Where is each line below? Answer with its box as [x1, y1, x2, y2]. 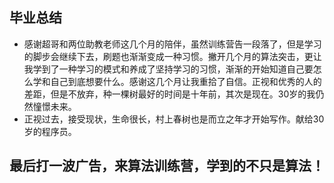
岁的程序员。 [23, 125, 77, 137]
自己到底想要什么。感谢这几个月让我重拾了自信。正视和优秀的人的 [50, 75, 322, 87]
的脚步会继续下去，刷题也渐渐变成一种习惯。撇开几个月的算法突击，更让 [23, 50, 322, 62]
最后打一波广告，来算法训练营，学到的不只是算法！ [9, 158, 325, 175]
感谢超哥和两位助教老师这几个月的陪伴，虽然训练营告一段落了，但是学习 [23, 38, 322, 50]
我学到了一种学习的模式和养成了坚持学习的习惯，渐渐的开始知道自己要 [23, 63, 314, 75]
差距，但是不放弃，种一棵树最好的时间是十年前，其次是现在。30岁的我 [23, 88, 316, 100]
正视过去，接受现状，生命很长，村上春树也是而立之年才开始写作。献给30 [23, 113, 325, 125]
